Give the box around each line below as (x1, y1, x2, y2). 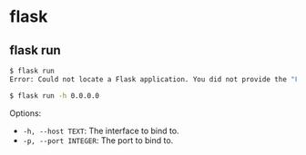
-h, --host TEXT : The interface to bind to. (22, 125, 179, 136)
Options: (9, 107, 42, 119)
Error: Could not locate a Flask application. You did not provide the (9, 74, 287, 83)
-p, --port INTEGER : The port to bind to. (22, 134, 174, 146)
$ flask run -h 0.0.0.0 (9, 91, 100, 101)
